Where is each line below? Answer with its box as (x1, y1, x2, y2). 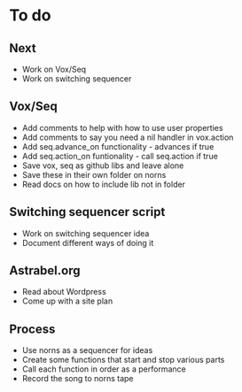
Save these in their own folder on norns (21, 169, 167, 180)
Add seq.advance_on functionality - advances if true (21, 141, 215, 151)
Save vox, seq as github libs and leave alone (21, 160, 184, 171)
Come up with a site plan (21, 296, 113, 306)
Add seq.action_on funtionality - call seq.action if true (21, 150, 219, 161)
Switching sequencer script (9, 204, 166, 219)
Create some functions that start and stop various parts (21, 355, 225, 365)
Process (9, 321, 56, 336)
